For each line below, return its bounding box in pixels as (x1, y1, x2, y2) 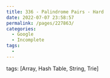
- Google (11, 31, 34, 37)
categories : (6, 25, 36, 32)
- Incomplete (11, 37, 45, 43)
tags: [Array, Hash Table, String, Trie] (6, 65, 99, 72)
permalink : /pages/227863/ (6, 20, 74, 26)
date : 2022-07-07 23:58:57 (6, 15, 74, 21)
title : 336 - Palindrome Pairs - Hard (6, 8, 104, 15)
